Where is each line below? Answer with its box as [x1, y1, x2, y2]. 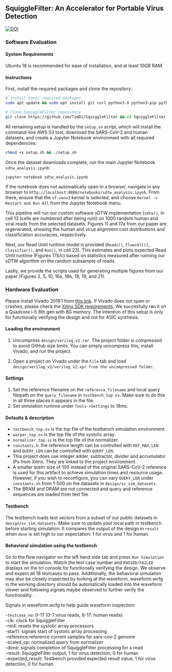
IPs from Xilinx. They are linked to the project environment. [12, 458, 137, 465]
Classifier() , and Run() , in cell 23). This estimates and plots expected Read [5, 247, 166, 253]
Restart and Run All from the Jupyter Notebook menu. [5, 200, 122, 206]
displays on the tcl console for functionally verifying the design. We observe [5, 564, 166, 571]
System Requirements [5, 51, 54, 57]
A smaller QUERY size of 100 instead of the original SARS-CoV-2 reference [12, 464, 167, 470]
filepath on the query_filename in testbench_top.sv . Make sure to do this [12, 392, 165, 398]
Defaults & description [5, 414, 54, 421]
